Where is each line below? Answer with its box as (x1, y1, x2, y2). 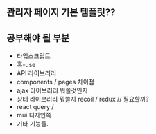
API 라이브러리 (16, 69, 57, 77)
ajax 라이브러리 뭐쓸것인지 (16, 86, 88, 95)
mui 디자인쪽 (16, 111, 52, 119)
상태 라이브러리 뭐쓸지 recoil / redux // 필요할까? (16, 95, 150, 104)
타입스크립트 (16, 52, 51, 60)
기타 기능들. (16, 119, 49, 128)
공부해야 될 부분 (6, 32, 70, 44)
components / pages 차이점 (16, 78, 95, 86)
